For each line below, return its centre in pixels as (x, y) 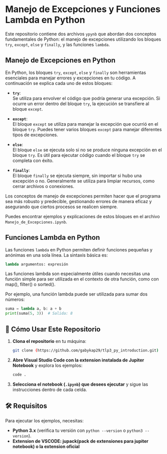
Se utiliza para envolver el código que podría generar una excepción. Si (86, 98)
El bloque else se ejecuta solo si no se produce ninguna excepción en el (87, 150)
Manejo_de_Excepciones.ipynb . (36, 222)
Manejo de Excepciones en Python (60, 61)
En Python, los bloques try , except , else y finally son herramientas (76, 72)
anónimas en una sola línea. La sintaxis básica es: (57, 255)
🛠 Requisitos (26, 406)
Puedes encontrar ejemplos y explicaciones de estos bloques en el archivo (82, 216)
